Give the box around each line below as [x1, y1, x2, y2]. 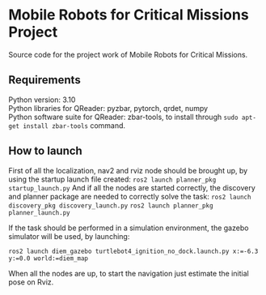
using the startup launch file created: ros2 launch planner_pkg [8, 174, 217, 184]
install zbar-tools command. [23, 120, 126, 130]
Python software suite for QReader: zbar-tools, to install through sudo [8, 112, 239, 122]
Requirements [8, 73, 81, 87]
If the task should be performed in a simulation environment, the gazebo [8, 223, 249, 233]
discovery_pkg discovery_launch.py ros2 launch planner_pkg [8, 201, 213, 210]
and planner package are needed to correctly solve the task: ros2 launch [8, 191, 251, 201]
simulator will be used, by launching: [8, 231, 130, 241]
